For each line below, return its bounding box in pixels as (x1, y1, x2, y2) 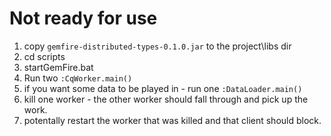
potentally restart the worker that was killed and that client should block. (23, 114, 322, 126)
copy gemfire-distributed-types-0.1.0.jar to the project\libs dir (23, 40, 292, 52)
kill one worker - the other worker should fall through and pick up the (23, 93, 309, 105)
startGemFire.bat (23, 61, 94, 73)
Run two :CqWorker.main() (23, 72, 133, 84)
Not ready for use (9, 7, 158, 30)
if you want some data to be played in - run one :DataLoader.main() (23, 82, 303, 94)
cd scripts (23, 50, 66, 62)
